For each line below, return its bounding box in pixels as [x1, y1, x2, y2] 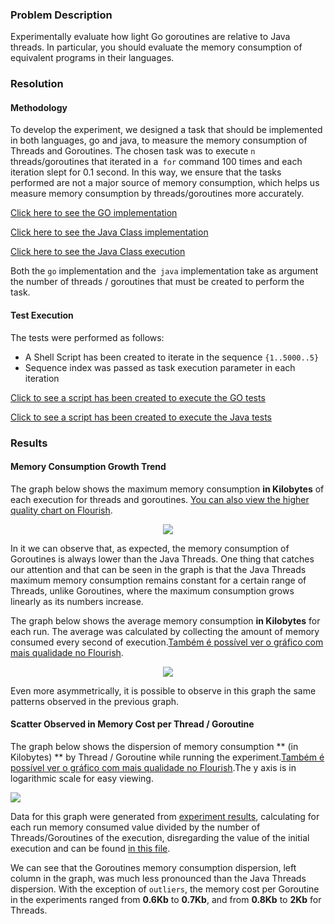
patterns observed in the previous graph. [10, 695, 180, 707]
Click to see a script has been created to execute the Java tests [10, 411, 272, 423]
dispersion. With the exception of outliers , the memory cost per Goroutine [10, 883, 320, 895]
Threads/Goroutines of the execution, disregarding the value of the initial [10, 831, 310, 843]
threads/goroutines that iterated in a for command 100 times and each [10, 156, 303, 168]
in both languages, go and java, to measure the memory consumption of [10, 134, 308, 147]
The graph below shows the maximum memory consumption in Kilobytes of [10, 483, 325, 495]
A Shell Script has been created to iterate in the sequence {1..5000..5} [24, 351, 320, 363]
